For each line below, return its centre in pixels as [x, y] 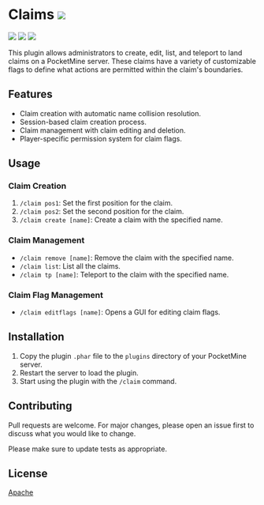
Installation [36, 337]
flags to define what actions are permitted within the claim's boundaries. [126, 70]
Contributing [40, 406]
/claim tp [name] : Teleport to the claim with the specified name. [124, 274]
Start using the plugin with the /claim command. [98, 381]
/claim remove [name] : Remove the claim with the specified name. [126, 258]
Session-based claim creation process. [83, 122]
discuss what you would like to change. [72, 433]
